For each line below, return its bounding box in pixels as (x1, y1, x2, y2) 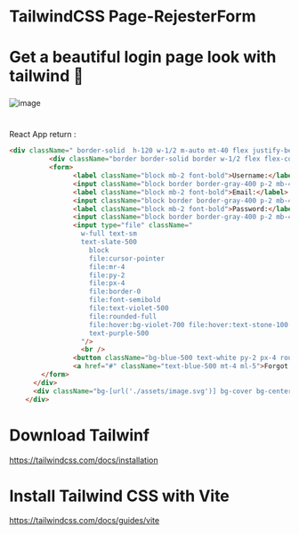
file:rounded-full (88, 312, 158, 321)
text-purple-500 (88, 328, 149, 338)
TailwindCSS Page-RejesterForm (9, 6, 256, 27)
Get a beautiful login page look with (9, 47, 277, 68)
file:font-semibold (88, 296, 162, 305)
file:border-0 (88, 287, 141, 296)
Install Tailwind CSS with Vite (9, 486, 230, 505)
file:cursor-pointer (88, 254, 166, 263)
